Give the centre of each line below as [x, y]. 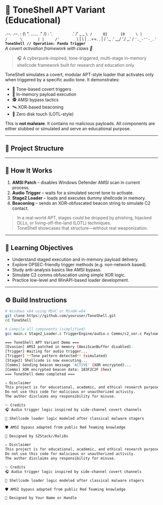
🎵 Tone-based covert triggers [42, 89]
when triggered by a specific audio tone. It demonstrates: [62, 79]
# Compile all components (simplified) [45, 329]
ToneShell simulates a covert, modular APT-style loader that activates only [80, 74]
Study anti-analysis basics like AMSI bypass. [57, 270]
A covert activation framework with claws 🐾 [49, 48]
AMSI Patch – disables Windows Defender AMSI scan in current [76, 182]
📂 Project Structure [34, 149]
